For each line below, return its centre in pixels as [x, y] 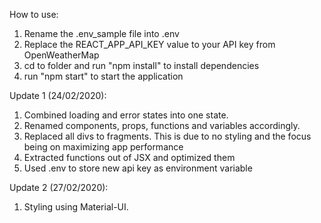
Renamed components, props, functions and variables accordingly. [162, 125]
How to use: [34, 14]
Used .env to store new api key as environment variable [138, 168]
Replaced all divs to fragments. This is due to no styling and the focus [167, 136]
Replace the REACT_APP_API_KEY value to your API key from [149, 44]
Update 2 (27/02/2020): [59, 187]
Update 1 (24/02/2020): [58, 95]
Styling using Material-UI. [76, 207]
